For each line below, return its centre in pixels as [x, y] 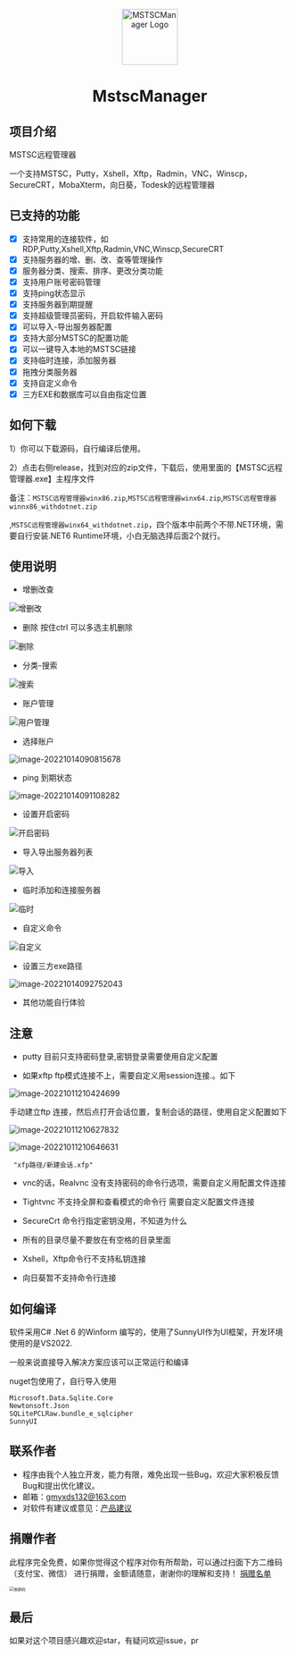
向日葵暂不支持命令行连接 [69, 1278]
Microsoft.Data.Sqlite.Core [62, 1398]
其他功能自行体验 [53, 1002]
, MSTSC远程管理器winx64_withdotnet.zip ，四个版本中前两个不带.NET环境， [143, 524]
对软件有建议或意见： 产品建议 [77, 1507]
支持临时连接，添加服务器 [69, 360]
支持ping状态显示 [54, 293]
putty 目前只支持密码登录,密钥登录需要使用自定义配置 [120, 1057]
